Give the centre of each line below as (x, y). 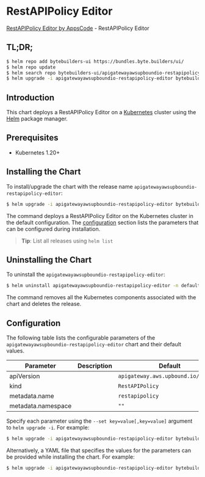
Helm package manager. (37, 119)
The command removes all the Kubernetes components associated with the (101, 297)
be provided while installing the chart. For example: (71, 457)
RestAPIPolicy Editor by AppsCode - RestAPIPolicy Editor (78, 28)
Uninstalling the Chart (49, 260)
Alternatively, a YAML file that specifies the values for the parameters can (99, 450)
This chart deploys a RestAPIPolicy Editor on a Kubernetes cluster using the (101, 112)
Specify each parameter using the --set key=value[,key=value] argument (99, 421)
